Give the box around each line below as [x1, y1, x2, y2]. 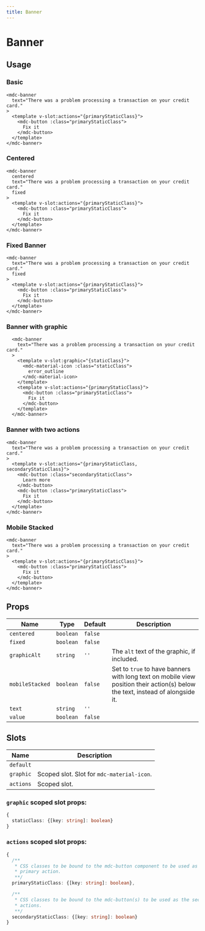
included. [112, 655, 138, 663]
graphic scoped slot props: [6, 798, 87, 806]
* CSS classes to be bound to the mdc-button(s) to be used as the [14, 897, 190, 903]
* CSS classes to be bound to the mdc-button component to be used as [14, 863, 198, 869]
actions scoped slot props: [6, 837, 87, 846]
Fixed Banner [6, 241, 47, 250]
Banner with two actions [6, 426, 81, 434]
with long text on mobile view [112, 672, 196, 681]
